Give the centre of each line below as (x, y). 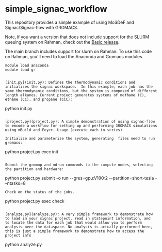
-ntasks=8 (15, 183)
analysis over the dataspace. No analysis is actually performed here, (79, 227)
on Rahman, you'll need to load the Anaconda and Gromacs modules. (74, 56)
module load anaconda (27, 65)
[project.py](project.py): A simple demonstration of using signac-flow (80, 121)
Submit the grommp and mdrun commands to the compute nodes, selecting (79, 165)
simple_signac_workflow (56, 9)
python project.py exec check (35, 201)
